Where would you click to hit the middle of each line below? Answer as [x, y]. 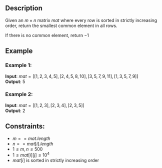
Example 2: [19, 94]
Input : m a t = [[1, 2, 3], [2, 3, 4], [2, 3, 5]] [45, 105]
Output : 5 [15, 81]
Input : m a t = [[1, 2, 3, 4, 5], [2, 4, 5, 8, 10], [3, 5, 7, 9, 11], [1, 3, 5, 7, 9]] [72, 76]
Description [24, 8]
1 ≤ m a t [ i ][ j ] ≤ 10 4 [31, 154]
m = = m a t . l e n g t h [31, 138]
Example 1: [18, 65]
